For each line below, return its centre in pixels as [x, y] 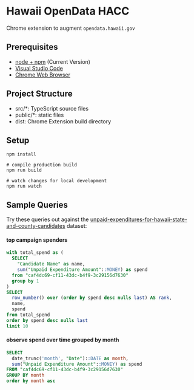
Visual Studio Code [39, 68]
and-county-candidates [36, 226]
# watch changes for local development [57, 181]
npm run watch [24, 186]
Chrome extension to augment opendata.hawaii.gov [71, 28]
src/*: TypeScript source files [52, 108]
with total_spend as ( [35, 253]
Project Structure [39, 94]
